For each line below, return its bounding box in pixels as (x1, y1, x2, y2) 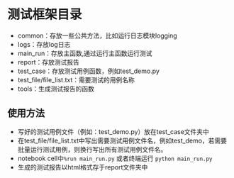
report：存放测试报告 (17, 57, 80, 66)
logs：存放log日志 (17, 40, 71, 48)
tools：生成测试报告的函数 (17, 84, 94, 93)
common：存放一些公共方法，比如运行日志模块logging (17, 31, 177, 40)
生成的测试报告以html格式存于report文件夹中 (17, 162, 148, 171)
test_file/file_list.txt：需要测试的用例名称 (17, 75, 135, 84)
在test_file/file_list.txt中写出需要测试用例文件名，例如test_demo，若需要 (17, 136, 228, 145)
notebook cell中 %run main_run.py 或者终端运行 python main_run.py (17, 154, 213, 162)
